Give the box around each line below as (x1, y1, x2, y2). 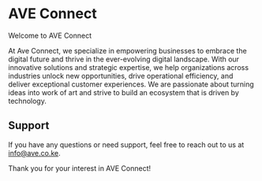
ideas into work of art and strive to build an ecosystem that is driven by (8, 87, 239, 97)
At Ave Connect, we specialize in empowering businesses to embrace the (8, 46, 247, 55)
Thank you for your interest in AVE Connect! (8, 163, 152, 173)
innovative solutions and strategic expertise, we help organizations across (8, 62, 249, 72)
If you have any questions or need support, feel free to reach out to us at (8, 139, 245, 150)
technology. (8, 96, 47, 105)
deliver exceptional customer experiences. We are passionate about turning (8, 79, 254, 89)
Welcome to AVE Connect (8, 31, 92, 40)
